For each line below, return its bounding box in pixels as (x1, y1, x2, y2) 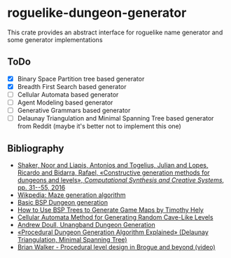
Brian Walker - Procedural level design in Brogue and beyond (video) (17, 243, 216, 251)
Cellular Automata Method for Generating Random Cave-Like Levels (17, 212, 213, 222)
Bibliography (7, 142, 64, 154)
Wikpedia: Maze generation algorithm (17, 191, 126, 199)
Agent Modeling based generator (17, 98, 113, 107)
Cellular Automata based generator (17, 90, 119, 99)
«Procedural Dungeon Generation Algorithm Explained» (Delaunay (17, 228, 209, 236)
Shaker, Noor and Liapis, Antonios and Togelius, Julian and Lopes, (17, 161, 209, 169)
